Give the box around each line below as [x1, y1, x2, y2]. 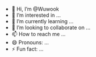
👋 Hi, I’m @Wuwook [11, 6, 59, 12]
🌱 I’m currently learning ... [11, 18, 74, 24]
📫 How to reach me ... [11, 31, 66, 37]
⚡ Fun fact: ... [11, 45, 44, 52]
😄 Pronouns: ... [11, 39, 49, 46]
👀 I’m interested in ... [11, 12, 61, 19]
